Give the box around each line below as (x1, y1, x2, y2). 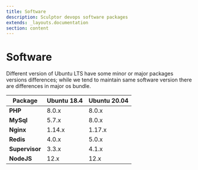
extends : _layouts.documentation (6, 19, 89, 25)
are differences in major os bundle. (6, 83, 92, 90)
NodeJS (9, 155, 33, 163)
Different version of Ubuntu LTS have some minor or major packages (6, 70, 174, 77)
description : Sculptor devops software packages (6, 14, 128, 20)
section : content (6, 25, 49, 31)
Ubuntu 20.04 (88, 97, 129, 105)
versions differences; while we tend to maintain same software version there (6, 76, 192, 83)
